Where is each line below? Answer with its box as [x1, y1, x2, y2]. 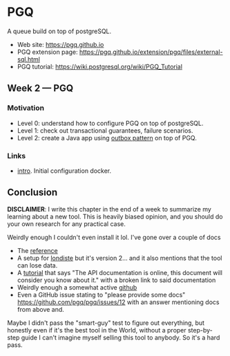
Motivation [7, 103, 45, 113]
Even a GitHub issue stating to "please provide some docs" [17, 290, 186, 299]
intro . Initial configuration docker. [17, 167, 112, 175]
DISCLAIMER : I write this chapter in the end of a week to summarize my [7, 205, 212, 213]
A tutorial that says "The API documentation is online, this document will [17, 268, 223, 277]
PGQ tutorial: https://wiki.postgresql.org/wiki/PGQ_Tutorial [17, 62, 183, 71]
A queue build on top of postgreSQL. [7, 27, 112, 35]
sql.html [17, 55, 40, 63]
